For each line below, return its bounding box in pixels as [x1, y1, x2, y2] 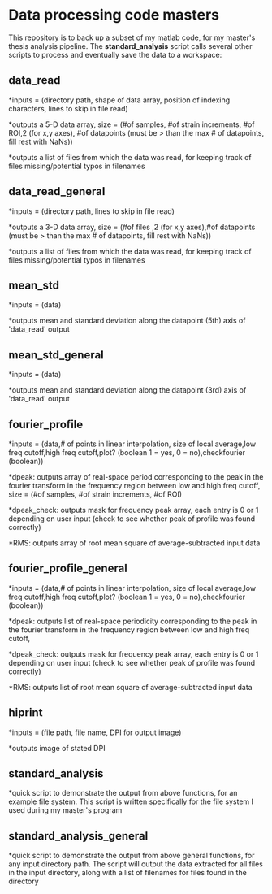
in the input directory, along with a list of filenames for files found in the [8, 868, 248, 878]
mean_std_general [8, 348, 104, 362]
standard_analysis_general [8, 829, 149, 843]
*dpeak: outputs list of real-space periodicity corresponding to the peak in [8, 616, 257, 626]
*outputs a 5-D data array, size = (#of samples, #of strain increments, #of [8, 119, 255, 129]
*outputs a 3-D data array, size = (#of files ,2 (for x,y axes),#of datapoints [8, 222, 256, 232]
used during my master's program [8, 805, 123, 815]
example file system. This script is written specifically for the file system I [8, 796, 254, 806]
